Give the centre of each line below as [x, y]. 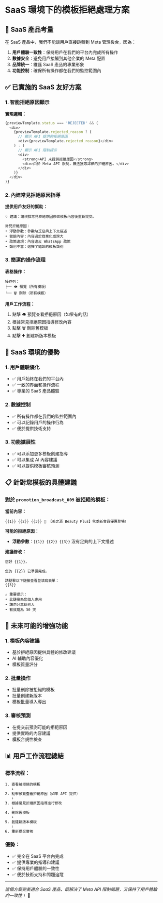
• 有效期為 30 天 [21, 610]
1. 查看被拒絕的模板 [23, 784]
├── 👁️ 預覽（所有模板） [27, 287]
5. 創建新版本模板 [21, 822]
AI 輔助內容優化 [28, 658]
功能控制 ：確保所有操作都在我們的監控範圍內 [57, 70]
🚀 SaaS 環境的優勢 [32, 352]
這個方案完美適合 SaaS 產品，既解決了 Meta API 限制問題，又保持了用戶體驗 [81, 889]
